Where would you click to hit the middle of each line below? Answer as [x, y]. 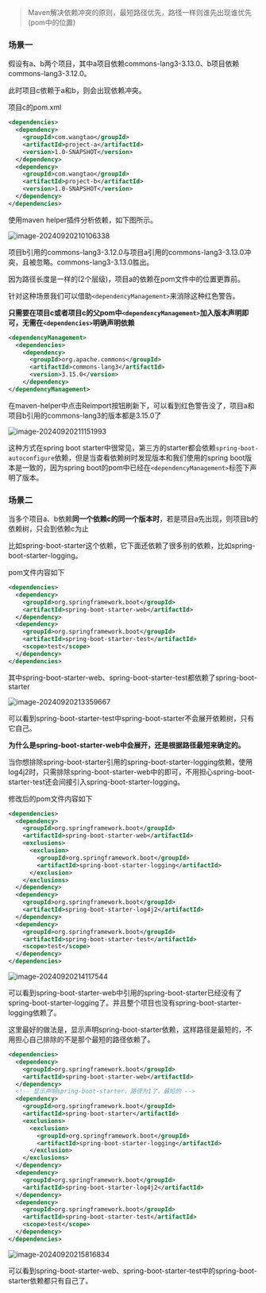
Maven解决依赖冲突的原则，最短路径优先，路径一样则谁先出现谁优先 [140, 12]
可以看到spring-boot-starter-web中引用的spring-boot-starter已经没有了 [125, 993]
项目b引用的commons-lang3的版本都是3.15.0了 [85, 415]
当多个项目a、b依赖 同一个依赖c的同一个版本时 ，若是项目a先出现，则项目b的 [133, 519]
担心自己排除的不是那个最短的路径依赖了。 [85, 1040]
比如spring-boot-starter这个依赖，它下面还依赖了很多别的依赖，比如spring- [132, 546]
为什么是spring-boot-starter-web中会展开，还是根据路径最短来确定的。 [127, 745]
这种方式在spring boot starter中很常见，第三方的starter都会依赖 [112, 447]
